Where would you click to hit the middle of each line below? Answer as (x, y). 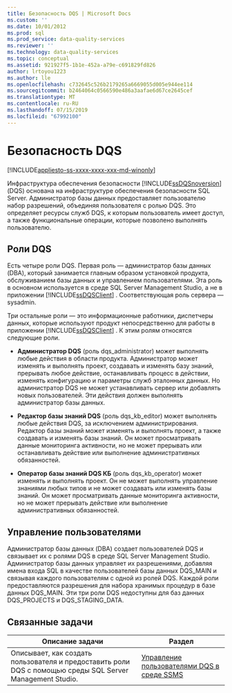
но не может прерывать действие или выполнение (92, 503)
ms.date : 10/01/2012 (37, 26)
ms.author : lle (29, 78)
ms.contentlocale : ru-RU (43, 104)
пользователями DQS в (180, 666)
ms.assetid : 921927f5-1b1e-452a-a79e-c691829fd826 (81, 65)
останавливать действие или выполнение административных (108, 453)
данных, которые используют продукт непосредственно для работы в (111, 323)
